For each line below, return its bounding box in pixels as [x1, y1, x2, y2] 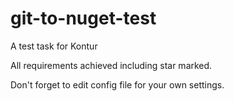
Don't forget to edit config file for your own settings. [10, 78, 225, 91]
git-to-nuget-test [10, 7, 157, 30]
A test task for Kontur [10, 40, 98, 52]
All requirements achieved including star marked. [10, 59, 213, 71]
